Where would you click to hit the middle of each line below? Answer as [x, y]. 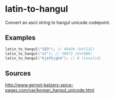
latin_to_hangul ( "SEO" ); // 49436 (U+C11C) [50, 49]
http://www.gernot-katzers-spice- [39, 85]
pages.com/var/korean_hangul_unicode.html [50, 90]
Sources [18, 73]
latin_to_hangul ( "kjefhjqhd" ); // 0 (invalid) [53, 58]
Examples [20, 38]
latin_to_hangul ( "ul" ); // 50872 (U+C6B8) [49, 54]
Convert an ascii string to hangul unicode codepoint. [58, 22]
